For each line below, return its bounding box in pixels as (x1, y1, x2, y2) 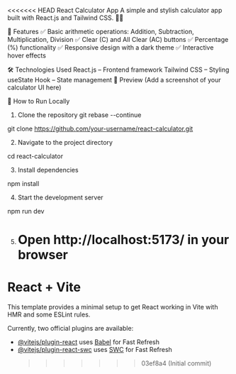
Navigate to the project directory (17, 138, 113, 146)
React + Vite (7, 280, 82, 295)
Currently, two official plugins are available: (7, 324, 134, 333)
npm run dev (7, 207, 45, 215)
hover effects (7, 51, 46, 60)
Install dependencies (17, 166, 79, 174)
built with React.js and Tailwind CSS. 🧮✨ (7, 13, 124, 22)
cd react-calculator (7, 152, 64, 160)
